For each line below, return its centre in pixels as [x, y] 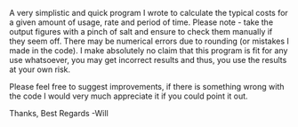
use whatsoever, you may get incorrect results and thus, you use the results [148, 60]
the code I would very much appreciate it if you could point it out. [129, 96]
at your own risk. [40, 69]
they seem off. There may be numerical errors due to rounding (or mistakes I [149, 41]
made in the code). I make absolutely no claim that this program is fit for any [149, 51]
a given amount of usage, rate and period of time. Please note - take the [141, 22]
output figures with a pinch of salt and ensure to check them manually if [141, 32]
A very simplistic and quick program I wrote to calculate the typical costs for [149, 13]
